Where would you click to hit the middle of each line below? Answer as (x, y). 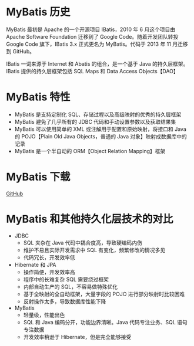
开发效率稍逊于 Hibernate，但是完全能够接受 (77, 337)
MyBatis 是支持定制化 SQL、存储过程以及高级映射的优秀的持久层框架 (98, 114)
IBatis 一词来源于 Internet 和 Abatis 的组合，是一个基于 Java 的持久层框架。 (97, 64)
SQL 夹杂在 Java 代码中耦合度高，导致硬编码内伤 (83, 242)
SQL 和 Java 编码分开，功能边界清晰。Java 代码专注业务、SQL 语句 (106, 322)
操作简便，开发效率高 (49, 272)
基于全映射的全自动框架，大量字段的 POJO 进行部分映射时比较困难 (104, 294)
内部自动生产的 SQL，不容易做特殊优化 (71, 286)
